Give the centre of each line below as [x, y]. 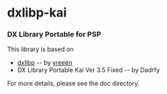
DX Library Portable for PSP [54, 35]
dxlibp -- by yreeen [45, 63]
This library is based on [40, 49]
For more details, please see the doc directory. [73, 84]
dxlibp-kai [37, 13]
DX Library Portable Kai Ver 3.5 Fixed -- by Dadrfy [88, 70]
